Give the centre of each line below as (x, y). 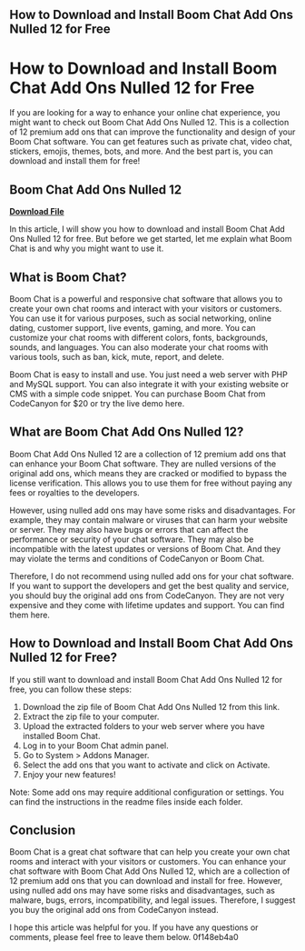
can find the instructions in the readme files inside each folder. (126, 801)
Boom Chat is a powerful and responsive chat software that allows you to (146, 298)
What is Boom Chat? (68, 277)
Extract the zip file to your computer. (91, 716)
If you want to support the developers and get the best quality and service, (149, 586)
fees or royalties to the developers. (75, 492)
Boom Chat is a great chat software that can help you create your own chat (150, 852)
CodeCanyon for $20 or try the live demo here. (97, 403)
